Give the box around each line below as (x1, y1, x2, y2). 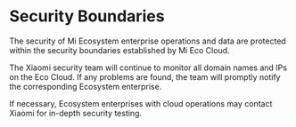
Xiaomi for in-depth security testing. (9, 107, 143, 118)
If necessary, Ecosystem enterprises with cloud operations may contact (9, 98, 273, 108)
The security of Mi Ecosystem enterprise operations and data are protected (9, 36, 287, 46)
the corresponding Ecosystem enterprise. (9, 81, 162, 91)
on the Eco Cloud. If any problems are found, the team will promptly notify (9, 71, 281, 82)
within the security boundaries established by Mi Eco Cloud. (9, 44, 230, 55)
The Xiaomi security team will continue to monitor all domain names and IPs (9, 62, 288, 73)
